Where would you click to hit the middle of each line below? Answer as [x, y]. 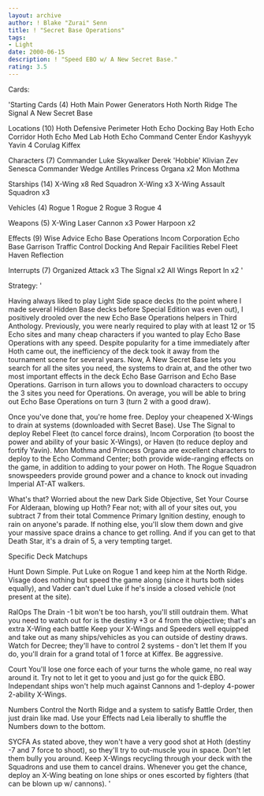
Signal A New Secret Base [50, 113]
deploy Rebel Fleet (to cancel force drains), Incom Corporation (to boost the [131, 433]
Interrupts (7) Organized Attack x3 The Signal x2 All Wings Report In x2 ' [126, 270]
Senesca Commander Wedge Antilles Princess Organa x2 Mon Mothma [124, 168]
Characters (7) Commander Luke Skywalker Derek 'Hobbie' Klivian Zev [123, 160]
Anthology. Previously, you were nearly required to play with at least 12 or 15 [132, 326]
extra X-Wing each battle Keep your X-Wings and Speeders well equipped [128, 629]
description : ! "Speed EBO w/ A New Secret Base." [93, 60]
